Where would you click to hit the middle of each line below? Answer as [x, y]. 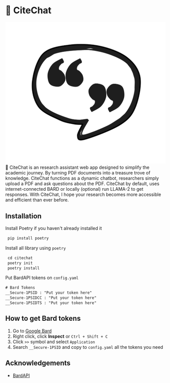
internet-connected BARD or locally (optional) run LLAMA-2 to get [74, 189]
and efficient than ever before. [37, 200]
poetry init [20, 263]
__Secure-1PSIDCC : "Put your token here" [51, 298]
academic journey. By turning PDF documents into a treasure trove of [78, 173]
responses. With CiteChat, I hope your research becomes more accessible [83, 195]
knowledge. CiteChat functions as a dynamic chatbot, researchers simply [82, 178]
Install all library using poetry [36, 248]
